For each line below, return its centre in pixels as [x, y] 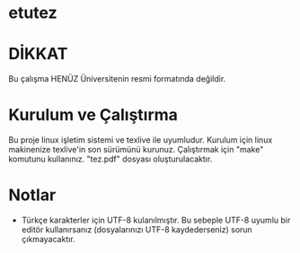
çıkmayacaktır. [48, 239]
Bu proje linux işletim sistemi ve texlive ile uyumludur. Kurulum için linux [141, 140]
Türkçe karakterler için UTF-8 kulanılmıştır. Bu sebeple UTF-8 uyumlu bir [156, 220]
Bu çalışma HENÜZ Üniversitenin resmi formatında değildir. [117, 79]
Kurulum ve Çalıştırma [93, 115]
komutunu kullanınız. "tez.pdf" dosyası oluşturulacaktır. [110, 159]
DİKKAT [38, 54]
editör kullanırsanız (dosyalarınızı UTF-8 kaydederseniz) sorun [137, 230]
